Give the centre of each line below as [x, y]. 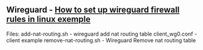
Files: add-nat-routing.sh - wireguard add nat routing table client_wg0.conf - [102, 34]
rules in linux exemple [48, 20]
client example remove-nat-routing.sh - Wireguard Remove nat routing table [101, 40]
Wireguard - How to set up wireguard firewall [93, 10]
